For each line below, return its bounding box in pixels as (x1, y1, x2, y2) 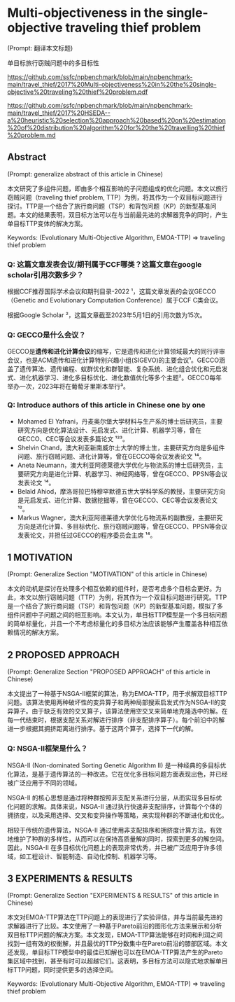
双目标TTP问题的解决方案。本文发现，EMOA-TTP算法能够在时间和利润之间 (7, 931, 222, 939)
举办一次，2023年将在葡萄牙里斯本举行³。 (7, 382, 129, 391)
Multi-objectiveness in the (7, 5, 164, 21)
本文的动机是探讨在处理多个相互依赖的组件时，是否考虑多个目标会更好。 (7, 585, 215, 593)
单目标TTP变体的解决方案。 (7, 219, 87, 228)
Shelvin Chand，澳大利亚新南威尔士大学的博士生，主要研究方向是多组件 (17, 443, 225, 452)
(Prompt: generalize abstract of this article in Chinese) (7, 169, 163, 178)
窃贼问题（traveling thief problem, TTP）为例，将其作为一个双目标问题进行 (7, 193, 222, 201)
